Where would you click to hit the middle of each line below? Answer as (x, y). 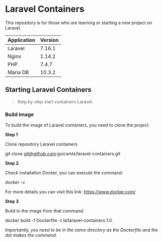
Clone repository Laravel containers (41, 144)
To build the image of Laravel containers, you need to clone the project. (78, 125)
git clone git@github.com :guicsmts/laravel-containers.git (63, 154)
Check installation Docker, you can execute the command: (64, 173)
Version (49, 40)
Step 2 (12, 163)
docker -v (15, 182)
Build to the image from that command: (45, 211)
